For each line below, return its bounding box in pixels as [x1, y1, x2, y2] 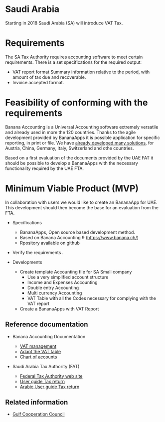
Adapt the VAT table [19, 348, 61, 354]
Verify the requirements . [12, 249, 64, 255]
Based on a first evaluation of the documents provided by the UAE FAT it [5, 154, 154, 160]
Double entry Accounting [27, 284, 79, 290]
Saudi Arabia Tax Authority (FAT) [12, 363, 80, 369]
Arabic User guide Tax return [19, 384, 80, 390]
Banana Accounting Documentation [12, 333, 86, 339]
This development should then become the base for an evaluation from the [5, 204, 159, 210]
